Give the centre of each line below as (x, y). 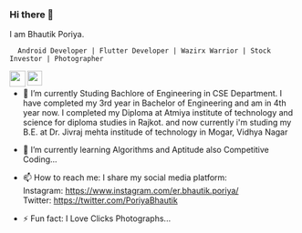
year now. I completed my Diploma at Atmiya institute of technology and (158, 113)
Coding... (40, 159)
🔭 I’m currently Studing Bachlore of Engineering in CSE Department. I (152, 94)
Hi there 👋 (32, 15)
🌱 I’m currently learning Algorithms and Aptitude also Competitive (146, 150)
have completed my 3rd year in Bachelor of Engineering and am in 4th (154, 103)
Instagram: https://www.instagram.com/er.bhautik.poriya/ (130, 191)
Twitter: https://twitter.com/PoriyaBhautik (100, 200)
